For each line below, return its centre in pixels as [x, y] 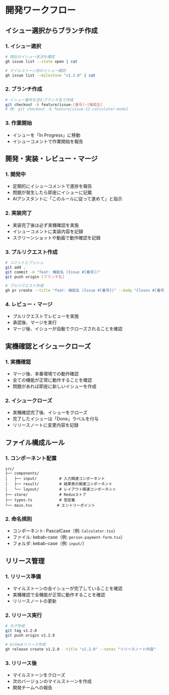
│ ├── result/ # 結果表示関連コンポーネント [59, 484]
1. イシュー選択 [23, 46]
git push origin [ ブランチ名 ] [35, 277]
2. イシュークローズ [29, 401]
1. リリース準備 [23, 576]
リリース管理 [25, 561]
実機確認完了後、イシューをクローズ [50, 412]
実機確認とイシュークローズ [48, 346]
